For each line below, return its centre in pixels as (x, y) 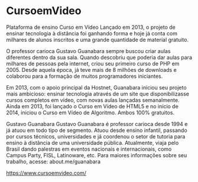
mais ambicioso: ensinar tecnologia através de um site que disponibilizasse (98, 94)
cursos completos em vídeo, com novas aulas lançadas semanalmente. (93, 100)
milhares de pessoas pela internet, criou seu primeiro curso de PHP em (93, 64)
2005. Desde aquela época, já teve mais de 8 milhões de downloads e (92, 70)
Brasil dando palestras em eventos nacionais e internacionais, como (89, 149)
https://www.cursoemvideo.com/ (46, 173)
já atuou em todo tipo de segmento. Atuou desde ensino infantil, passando (97, 130)
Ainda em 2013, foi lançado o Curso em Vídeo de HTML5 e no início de (92, 106)
